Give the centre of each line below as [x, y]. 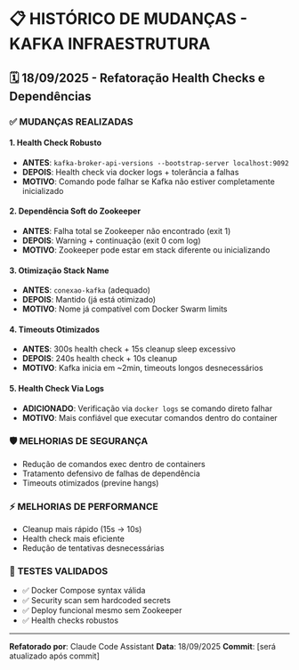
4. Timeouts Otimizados [54, 329]
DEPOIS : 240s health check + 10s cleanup [100, 359]
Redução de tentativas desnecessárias [93, 548]
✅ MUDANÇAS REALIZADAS [71, 121]
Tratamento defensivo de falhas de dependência [111, 473]
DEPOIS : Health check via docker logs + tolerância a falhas [130, 172]
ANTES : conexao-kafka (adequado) [86, 290]
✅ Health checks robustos [70, 620]
